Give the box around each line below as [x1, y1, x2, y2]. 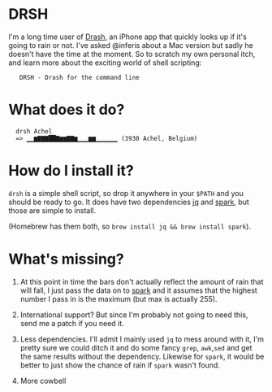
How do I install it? [8, 162, 134, 180]
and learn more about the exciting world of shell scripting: [8, 58, 202, 68]
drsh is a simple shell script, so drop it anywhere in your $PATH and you [8, 188, 244, 198]
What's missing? [8, 250, 124, 268]
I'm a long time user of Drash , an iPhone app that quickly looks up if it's [8, 32, 248, 41]
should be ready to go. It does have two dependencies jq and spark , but [8, 197, 249, 207]
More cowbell [19, 376, 67, 385]
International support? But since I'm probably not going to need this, [19, 310, 248, 320]
